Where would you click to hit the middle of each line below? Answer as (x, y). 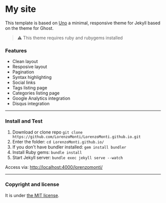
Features (16, 51)
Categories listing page (36, 93)
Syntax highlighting (32, 77)
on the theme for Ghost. (29, 28)
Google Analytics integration (41, 98)
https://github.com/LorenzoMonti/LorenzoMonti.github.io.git (77, 137)
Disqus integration (31, 104)
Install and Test (24, 121)
